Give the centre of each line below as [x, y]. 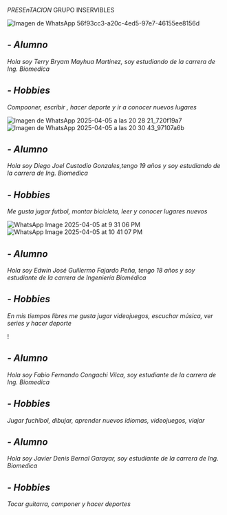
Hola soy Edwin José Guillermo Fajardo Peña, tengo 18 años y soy [101, 271]
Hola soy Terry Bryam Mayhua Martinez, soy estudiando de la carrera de [111, 61]
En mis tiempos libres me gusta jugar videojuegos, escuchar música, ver [110, 315]
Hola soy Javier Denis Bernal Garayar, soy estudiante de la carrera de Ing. [113, 459]
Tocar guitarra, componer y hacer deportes [69, 504]
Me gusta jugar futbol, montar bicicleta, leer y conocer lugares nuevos [107, 211]
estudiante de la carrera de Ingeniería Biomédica [77, 277]
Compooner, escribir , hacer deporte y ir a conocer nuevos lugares [102, 107]
